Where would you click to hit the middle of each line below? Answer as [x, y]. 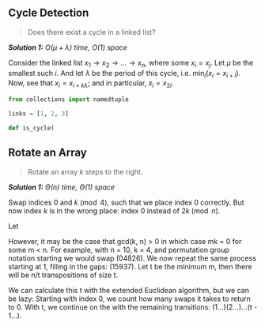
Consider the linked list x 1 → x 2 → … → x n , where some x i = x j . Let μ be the [131, 64]
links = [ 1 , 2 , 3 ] [38, 114]
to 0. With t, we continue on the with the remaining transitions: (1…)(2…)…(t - [133, 306]
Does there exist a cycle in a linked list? [91, 32]
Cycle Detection [49, 13]
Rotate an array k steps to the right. [85, 171]
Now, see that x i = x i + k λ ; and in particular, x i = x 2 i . [91, 84]
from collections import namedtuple [68, 100]
